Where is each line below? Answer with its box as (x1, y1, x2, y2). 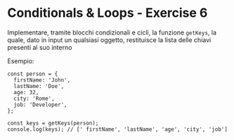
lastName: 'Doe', (13, 82, 65, 89)
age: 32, (13, 89, 39, 96)
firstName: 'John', (13, 76, 71, 84)
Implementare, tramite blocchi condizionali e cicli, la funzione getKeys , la (7, 28, 216, 37)
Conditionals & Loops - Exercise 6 (7, 5, 208, 21)
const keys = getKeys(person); (7, 120, 99, 127)
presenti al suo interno (7, 43, 72, 51)
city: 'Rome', (13, 95, 55, 102)
